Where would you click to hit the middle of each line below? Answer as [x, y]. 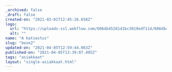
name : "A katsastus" [27, 39]
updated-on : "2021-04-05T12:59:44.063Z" [49, 48]
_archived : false [24, 10]
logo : [11, 24]
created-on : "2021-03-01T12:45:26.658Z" [49, 19]
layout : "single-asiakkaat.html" [41, 62]
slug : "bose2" [20, 43]
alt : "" [18, 33]
